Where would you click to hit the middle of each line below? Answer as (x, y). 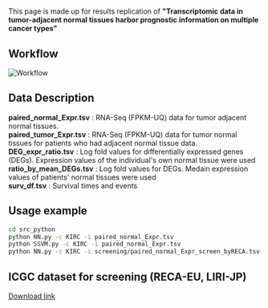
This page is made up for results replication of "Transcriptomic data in (126, 11)
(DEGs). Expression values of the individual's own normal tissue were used (132, 160)
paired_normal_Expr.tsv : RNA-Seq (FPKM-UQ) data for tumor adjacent (128, 117)
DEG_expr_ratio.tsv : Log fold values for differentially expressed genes (126, 152)
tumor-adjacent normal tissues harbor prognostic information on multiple (134, 20)
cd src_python (32, 229)
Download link (32, 296)
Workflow (33, 53)
